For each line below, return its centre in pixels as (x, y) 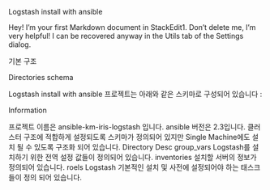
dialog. (20, 44)
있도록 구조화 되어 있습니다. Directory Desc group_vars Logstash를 (142, 147)
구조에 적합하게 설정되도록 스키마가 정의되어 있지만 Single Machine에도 (137, 137)
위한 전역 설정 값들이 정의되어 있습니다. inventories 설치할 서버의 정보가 (143, 157)
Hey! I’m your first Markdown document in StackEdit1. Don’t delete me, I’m (132, 27)
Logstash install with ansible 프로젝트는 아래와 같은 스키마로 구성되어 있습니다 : (135, 94)
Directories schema (41, 77)
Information (28, 110)
